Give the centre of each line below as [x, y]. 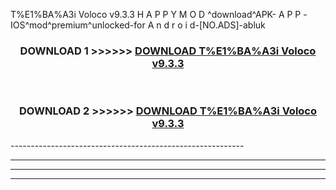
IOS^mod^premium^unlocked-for [78, 25]
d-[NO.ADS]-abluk [227, 25]
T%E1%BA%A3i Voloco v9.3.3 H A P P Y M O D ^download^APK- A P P [156, 14]
